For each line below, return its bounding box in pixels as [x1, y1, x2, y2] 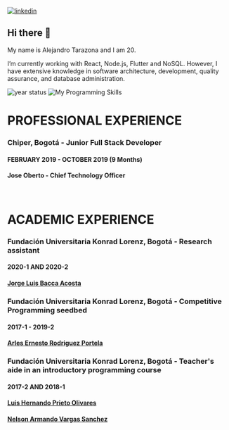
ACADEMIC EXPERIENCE [7, 211, 155, 227]
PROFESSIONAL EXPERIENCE [7, 113, 183, 128]
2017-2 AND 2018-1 [7, 382, 65, 391]
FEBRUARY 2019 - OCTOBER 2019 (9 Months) [7, 155, 143, 163]
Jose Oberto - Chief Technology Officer [7, 171, 126, 179]
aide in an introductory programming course [7, 365, 162, 375]
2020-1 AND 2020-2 [7, 263, 69, 271]
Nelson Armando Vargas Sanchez [7, 415, 108, 423]
